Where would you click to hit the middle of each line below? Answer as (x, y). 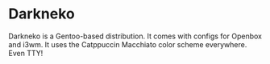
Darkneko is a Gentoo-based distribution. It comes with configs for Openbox (135, 36)
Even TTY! (26, 53)
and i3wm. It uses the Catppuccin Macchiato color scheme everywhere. (128, 44)
